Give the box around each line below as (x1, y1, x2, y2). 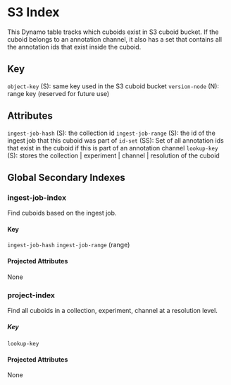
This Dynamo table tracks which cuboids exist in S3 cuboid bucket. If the (7, 28, 219, 36)
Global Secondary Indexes (7, 171, 125, 184)
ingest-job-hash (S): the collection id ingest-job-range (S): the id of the (7, 129, 216, 137)
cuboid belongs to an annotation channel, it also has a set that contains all (7, 35, 223, 43)
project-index (7, 290, 55, 300)
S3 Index (7, 4, 60, 20)
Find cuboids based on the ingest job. (7, 209, 117, 218)
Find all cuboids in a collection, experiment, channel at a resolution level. (7, 306, 218, 314)
